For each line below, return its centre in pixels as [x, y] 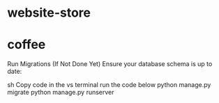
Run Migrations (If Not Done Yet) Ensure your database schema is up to [110, 64]
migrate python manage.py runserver [61, 93]
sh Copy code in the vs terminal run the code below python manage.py [109, 85]
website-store [49, 13]
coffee [27, 45]
